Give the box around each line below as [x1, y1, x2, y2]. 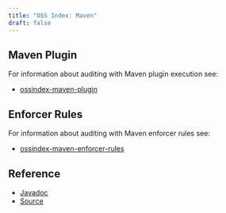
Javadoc [19, 188, 49, 197]
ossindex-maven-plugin [19, 85, 98, 94]
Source [19, 196, 44, 206]
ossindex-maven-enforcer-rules [19, 144, 124, 154]
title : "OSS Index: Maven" [8, 11, 98, 20]
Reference [8, 167, 61, 181]
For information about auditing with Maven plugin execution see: [8, 69, 219, 79]
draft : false [8, 19, 52, 27]
